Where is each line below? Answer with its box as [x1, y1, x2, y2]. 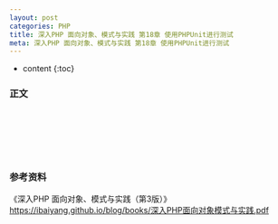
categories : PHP [9, 22, 71, 31]
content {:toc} [22, 63, 75, 74]
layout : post [9, 13, 59, 23]
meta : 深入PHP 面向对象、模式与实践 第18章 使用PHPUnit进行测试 [9, 38, 230, 48]
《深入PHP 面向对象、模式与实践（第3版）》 [9, 193, 172, 204]
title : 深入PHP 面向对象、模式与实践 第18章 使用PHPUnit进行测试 [9, 30, 234, 39]
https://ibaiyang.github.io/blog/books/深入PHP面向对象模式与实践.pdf [9, 204, 270, 215]
